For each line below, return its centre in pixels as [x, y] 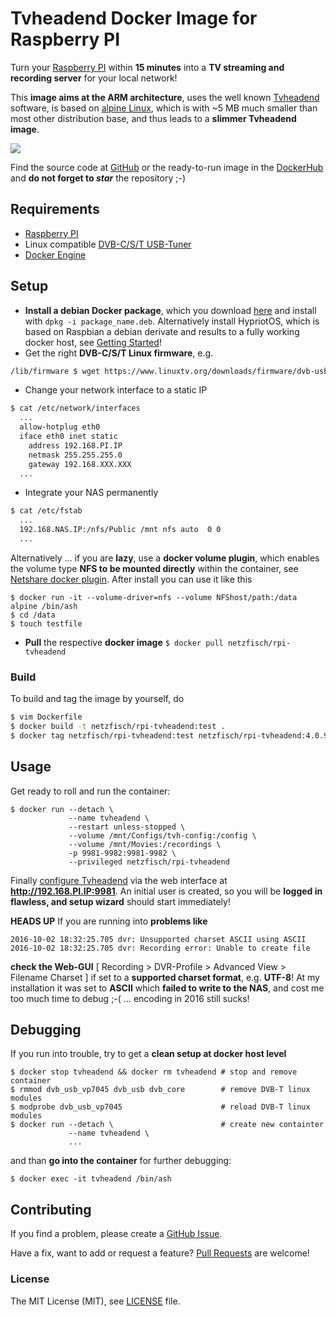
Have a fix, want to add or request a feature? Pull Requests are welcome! [160, 1253]
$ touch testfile [46, 623]
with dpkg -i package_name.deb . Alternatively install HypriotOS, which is [172, 321]
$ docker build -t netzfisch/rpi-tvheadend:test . [118, 727]
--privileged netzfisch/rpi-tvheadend [149, 862]
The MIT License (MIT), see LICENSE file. [95, 1301]
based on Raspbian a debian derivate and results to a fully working [162, 331]
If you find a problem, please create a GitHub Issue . [116, 1234]
